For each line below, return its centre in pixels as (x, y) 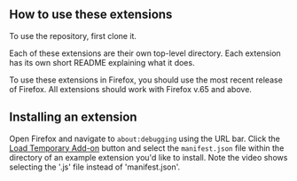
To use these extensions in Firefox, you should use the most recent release (146, 80)
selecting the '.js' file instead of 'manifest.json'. (95, 167)
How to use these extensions (91, 15)
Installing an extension (73, 118)
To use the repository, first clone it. (73, 35)
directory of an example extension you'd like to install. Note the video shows (148, 157)
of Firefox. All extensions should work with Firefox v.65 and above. (131, 89)
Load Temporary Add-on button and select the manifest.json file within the (147, 148)
